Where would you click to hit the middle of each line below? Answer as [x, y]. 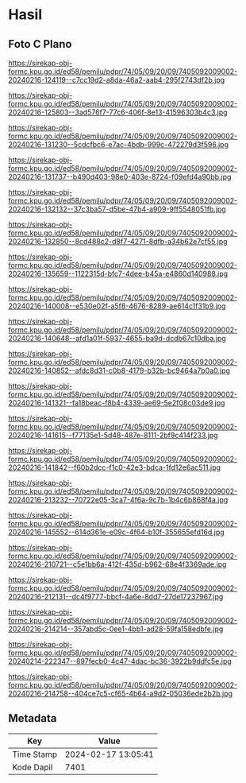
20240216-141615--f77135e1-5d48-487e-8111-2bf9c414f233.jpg [113, 435]
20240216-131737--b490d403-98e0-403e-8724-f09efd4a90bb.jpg [120, 177]
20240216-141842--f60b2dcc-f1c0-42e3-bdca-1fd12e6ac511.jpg [114, 467]
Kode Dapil [33, 767]
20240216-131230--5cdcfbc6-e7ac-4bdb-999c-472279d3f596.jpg [118, 144]
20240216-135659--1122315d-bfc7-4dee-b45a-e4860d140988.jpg [118, 273]
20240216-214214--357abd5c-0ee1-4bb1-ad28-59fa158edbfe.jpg [116, 629]
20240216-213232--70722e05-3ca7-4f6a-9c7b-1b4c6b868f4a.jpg [118, 500]
